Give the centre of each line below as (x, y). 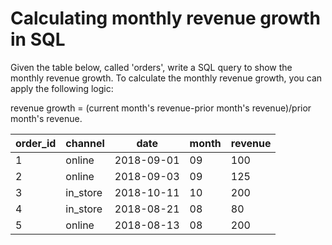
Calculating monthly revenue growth (165, 18)
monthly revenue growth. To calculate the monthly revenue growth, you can (166, 78)
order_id (36, 143)
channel (85, 143)
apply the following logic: (62, 88)
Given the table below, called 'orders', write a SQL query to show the (151, 67)
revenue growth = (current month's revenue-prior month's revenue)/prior (161, 108)
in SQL (38, 39)
